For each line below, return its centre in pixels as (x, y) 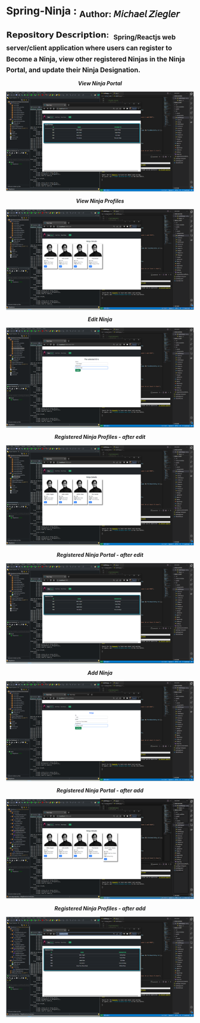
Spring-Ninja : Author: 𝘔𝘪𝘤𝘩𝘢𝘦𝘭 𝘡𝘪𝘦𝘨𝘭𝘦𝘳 (93, 12)
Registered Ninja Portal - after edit (100, 554)
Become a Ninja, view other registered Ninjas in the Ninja (96, 59)
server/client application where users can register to (89, 48)
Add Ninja (100, 673)
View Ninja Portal (100, 83)
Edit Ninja (100, 319)
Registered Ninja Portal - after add (100, 790)
